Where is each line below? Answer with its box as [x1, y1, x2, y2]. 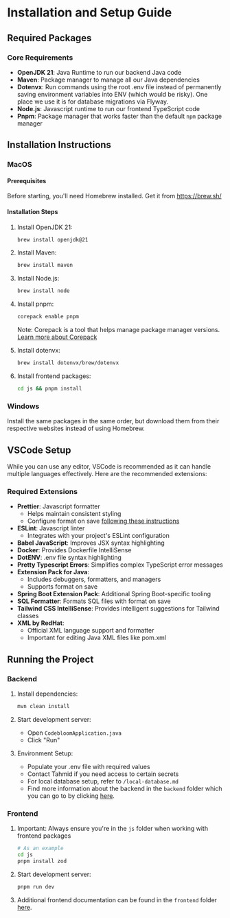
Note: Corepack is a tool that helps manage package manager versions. [16, 326, 220, 334]
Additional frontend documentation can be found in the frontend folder [16, 895, 218, 904]
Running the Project [7, 653, 94, 665]
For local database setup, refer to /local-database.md [27, 777, 179, 785]
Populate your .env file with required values [27, 762, 150, 770]
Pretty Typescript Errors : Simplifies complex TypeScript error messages [16, 561, 223, 569]
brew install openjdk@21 [16, 236, 89, 243]
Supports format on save [27, 582, 98, 591]
